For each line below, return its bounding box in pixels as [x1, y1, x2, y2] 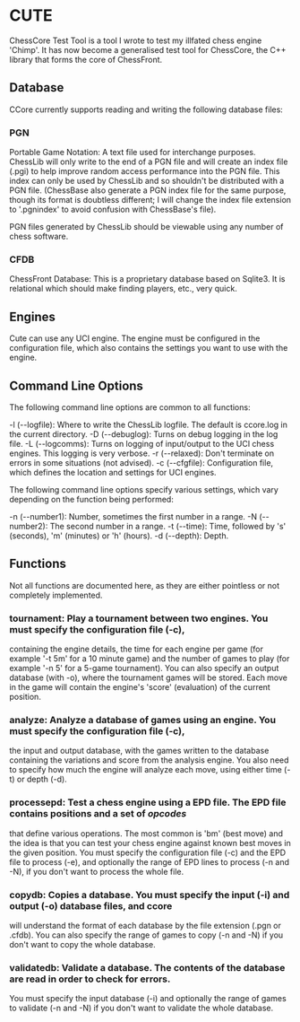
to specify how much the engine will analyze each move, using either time [9, 764, 282, 775]
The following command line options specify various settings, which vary [9, 484, 279, 494]
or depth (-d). [16, 773, 67, 785]
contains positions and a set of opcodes [9, 808, 187, 820]
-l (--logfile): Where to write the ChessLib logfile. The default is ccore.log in [9, 419, 288, 430]
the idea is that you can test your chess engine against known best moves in [9, 837, 291, 848]
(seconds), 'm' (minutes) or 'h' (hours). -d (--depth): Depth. [9, 530, 229, 541]
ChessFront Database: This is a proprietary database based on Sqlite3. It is [9, 274, 286, 284]
